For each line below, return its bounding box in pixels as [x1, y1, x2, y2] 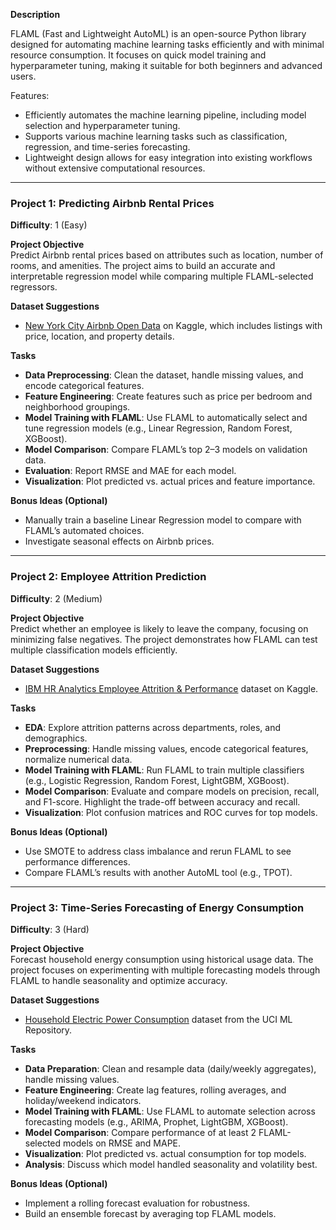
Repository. [24, 1024, 73, 1036]
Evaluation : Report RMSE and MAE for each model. [24, 465, 237, 477]
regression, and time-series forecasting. [24, 141, 191, 153]
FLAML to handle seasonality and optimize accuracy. [10, 974, 228, 986]
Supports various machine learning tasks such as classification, [24, 130, 288, 142]
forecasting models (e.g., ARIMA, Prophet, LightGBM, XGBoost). [24, 1115, 289, 1128]
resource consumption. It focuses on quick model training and [10, 49, 267, 61]
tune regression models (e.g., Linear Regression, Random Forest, [24, 422, 293, 434]
